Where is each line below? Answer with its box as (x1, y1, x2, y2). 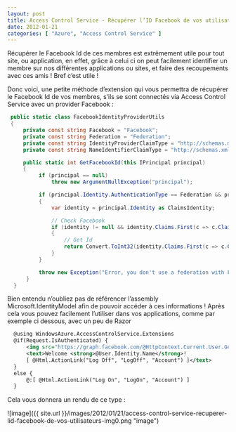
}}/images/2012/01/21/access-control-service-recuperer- (61, 409, 228, 418)
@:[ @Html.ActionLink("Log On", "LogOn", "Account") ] (25, 377, 190, 384)
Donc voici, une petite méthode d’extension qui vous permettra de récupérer (7, 85, 229, 93)
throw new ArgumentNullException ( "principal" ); (51, 178, 193, 186)
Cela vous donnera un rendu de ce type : (7, 395, 126, 404)
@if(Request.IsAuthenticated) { (13, 337, 109, 344)
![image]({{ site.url (7, 409, 60, 418)
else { (13, 369, 33, 377)
